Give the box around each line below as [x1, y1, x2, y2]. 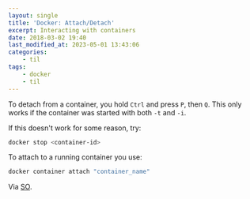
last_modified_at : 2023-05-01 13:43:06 [8, 41, 140, 49]
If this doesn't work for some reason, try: [8, 123, 142, 133]
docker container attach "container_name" [8, 167, 150, 176]
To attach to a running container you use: [8, 152, 142, 162]
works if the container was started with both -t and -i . [8, 107, 187, 117]
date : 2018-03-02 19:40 [8, 33, 87, 42]
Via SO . [8, 182, 32, 192]
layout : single [8, 11, 59, 20]
